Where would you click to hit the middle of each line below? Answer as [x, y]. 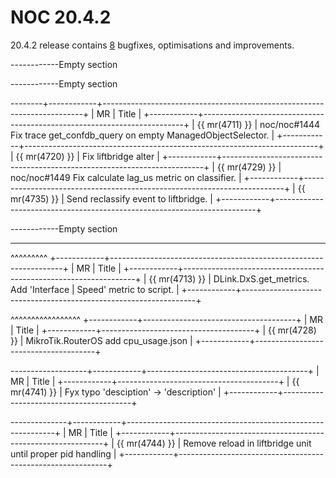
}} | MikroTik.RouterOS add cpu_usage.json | [101, 340]
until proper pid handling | [63, 453]
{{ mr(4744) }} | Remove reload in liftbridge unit [214, 443]
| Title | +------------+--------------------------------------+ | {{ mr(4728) [163, 330]
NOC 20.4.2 [61, 17]
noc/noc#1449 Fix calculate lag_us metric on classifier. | [126, 177]
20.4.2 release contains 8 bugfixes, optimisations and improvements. [152, 45]
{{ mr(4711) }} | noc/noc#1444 [258, 124]
